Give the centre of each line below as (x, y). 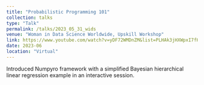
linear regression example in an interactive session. (70, 75)
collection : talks (29, 18)
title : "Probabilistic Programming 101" (58, 12)
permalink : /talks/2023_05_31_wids (51, 29)
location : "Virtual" (32, 52)
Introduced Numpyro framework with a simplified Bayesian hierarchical (95, 69)
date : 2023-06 (24, 46)
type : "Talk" (23, 23)
